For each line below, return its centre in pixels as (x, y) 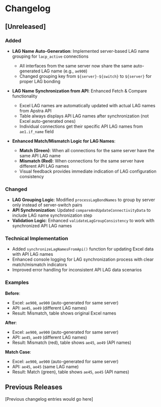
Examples (17, 283)
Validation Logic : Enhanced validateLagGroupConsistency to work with (83, 221)
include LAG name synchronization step (52, 215)
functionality (25, 96)
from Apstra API (36, 111)
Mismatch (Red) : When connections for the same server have (82, 161)
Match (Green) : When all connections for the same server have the (87, 150)
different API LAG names (44, 166)
